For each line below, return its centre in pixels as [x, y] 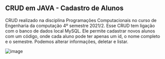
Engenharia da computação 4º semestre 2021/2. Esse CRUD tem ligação [80, 25]
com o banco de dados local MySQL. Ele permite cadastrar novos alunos [80, 31]
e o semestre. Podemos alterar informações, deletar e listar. [67, 41]
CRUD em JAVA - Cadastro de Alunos [64, 8]
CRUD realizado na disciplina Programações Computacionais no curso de [81, 20]
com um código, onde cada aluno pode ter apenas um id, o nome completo [83, 36]
